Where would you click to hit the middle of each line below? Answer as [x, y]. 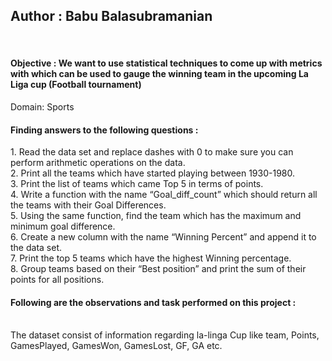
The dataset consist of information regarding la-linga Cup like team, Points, [165, 335]
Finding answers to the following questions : [104, 130]
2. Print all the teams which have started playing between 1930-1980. [153, 173]
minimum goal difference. [63, 226]
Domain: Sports [42, 107]
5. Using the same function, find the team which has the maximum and [156, 216]
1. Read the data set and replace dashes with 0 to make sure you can [152, 152]
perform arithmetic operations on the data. [98, 163]
